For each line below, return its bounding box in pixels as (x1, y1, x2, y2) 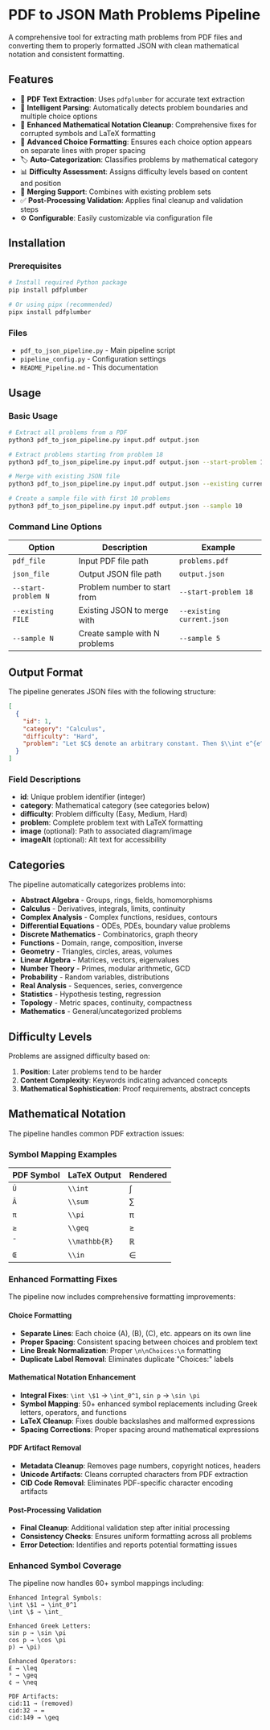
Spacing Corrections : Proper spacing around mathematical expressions (19, 1424, 260, 1434)
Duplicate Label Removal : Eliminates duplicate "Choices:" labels (19, 1354, 235, 1364)
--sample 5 (178, 634, 221, 644)
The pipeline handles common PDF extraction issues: (8, 1128, 185, 1138)
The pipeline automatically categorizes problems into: (8, 879, 186, 889)
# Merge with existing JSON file (8, 473, 121, 481)
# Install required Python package (8, 279, 128, 287)
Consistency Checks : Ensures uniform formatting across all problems (19, 1532, 252, 1542)
